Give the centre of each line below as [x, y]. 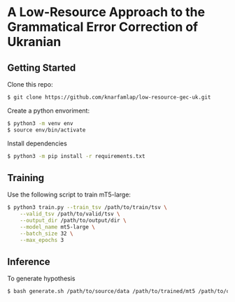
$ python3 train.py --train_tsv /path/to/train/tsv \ [87, 208]
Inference [29, 262]
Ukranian [34, 42]
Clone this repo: [30, 84]
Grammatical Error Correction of [103, 27]
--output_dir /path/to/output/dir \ [73, 221]
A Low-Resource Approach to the [106, 12]
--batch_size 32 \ [47, 233]
